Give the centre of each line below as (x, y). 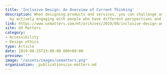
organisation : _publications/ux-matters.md (51, 65)
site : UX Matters (23, 28)
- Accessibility (22, 37)
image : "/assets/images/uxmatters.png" (46, 60)
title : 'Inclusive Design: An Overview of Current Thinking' (70, 10)
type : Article (20, 46)
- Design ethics (22, 42)
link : (11, 23)
